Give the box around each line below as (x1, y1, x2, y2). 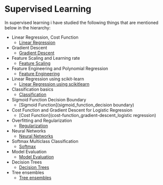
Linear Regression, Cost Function (11, 34, 79, 40)
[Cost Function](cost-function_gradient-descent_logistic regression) (19, 112, 157, 118)
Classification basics (11, 86, 54, 92)
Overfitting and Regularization (11, 117, 72, 123)
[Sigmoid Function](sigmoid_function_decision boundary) (19, 102, 135, 108)
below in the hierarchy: (4, 24, 51, 30)
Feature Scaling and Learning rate (11, 55, 80, 61)
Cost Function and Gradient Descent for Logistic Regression (11, 107, 133, 113)
